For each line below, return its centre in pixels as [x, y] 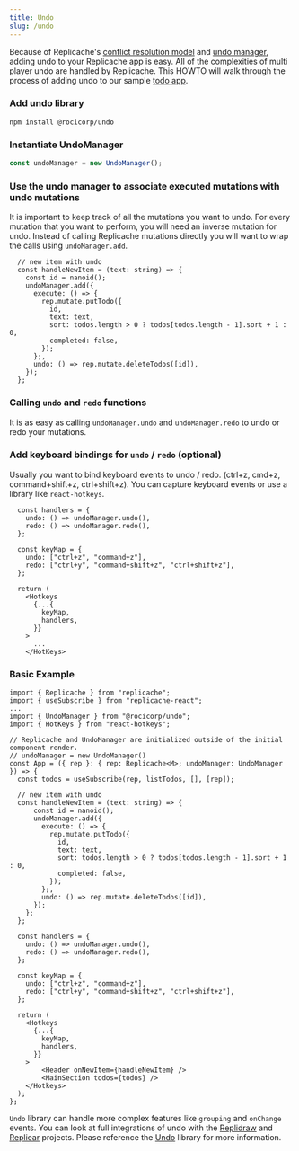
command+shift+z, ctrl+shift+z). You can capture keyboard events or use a [149, 484]
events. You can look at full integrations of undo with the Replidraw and [141, 1128]
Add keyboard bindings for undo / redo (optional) [115, 455]
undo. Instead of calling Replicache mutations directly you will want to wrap [149, 236]
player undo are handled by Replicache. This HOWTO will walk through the [147, 71]
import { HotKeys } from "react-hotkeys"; [90, 724]
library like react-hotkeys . [57, 493]
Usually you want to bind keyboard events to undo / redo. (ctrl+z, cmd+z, [145, 474]
